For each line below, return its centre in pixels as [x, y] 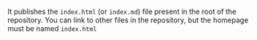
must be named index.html [52, 28]
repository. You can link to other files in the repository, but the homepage [128, 20]
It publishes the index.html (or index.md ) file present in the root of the [122, 12]
